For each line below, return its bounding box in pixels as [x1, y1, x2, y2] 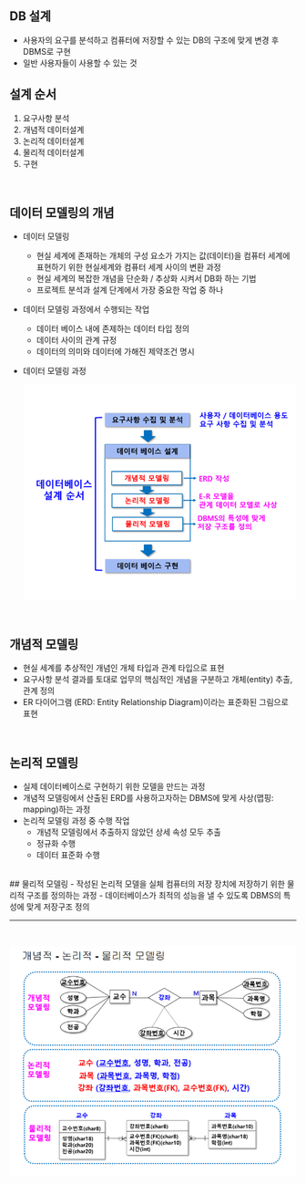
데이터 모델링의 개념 [9, 205, 115, 221]
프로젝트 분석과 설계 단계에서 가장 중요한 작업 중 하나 [36, 285, 224, 296]
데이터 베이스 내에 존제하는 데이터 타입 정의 [36, 323, 189, 335]
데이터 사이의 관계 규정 [36, 335, 117, 346]
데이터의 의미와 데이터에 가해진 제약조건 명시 [36, 346, 195, 358]
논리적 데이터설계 [22, 135, 85, 146]
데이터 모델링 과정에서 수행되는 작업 [22, 304, 150, 315]
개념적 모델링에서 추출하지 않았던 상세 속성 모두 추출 [36, 826, 221, 837]
